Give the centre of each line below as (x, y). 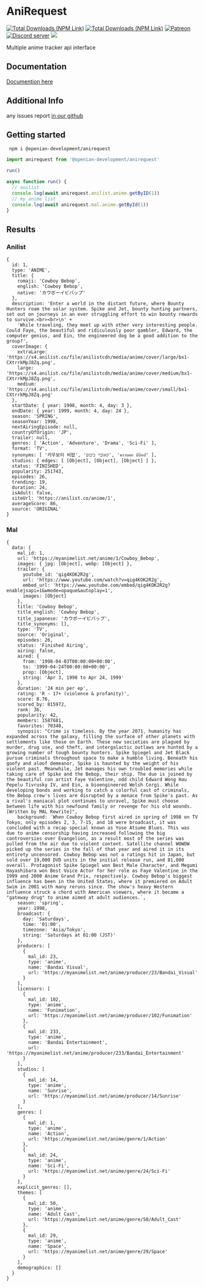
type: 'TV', (32, 630)
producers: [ (34, 946)
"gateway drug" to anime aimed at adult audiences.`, (76, 898)
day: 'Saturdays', (46, 919)
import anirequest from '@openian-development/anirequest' (83, 160)
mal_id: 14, (44, 1080)
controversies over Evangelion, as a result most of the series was (95, 839)
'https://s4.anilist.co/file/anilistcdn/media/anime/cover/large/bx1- (98, 357)
